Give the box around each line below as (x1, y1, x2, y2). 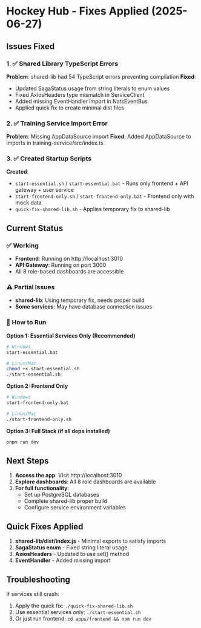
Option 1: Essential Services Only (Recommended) (6, 332, 136, 339)
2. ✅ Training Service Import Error (6, 119, 108, 128)
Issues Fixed (6, 41, 55, 51)
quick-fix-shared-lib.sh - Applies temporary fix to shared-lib (15, 206, 171, 213)
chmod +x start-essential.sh (6, 366, 80, 372)
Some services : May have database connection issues (15, 303, 153, 310)
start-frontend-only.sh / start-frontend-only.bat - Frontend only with (15, 192, 194, 200)
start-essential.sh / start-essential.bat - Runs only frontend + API (15, 180, 189, 187)
